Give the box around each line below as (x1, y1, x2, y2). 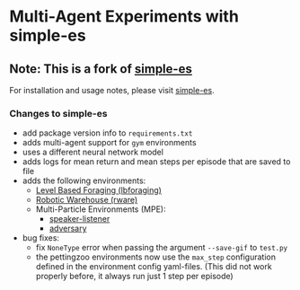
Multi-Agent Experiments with (9, 6, 240, 27)
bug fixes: (22, 233, 60, 243)
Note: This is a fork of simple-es (9, 61, 193, 76)
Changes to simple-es (9, 107, 108, 119)
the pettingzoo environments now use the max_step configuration (35, 251, 277, 262)
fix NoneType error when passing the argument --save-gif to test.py (35, 242, 288, 253)
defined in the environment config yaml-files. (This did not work (35, 261, 272, 272)
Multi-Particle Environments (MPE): (35, 204, 166, 215)
